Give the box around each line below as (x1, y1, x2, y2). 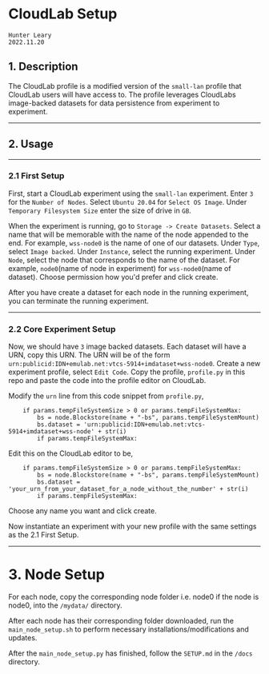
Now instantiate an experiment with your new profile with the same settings (8, 521, 257, 532)
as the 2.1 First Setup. (8, 530, 79, 540)
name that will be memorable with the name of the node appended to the (8, 229, 249, 239)
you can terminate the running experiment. (8, 296, 150, 305)
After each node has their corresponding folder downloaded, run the (8, 616, 235, 626)
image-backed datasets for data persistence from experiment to (8, 98, 220, 108)
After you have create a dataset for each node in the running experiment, (8, 287, 249, 297)
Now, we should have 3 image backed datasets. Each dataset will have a (8, 341, 247, 352)
